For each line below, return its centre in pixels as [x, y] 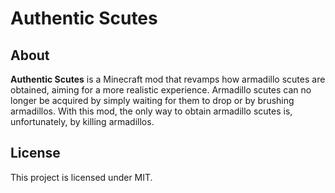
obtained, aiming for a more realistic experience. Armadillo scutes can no [161, 90]
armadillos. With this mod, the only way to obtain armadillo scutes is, [151, 111]
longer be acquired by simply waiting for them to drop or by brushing [152, 100]
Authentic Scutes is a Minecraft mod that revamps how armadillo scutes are [168, 79]
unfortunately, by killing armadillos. [82, 121]
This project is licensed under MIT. [81, 177]
